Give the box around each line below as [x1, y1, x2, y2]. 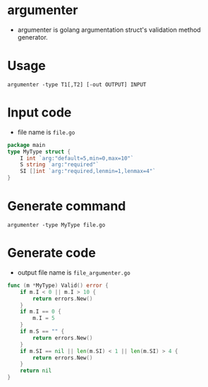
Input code [7, 105, 72, 121]
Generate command [7, 198, 126, 214]
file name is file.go [17, 128, 75, 136]
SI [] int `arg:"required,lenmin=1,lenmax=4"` [20, 168, 157, 175]
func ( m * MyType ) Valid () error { [7, 282, 109, 289]
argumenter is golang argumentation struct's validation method [17, 25, 201, 34]
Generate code [7, 245, 97, 261]
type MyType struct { [7, 148, 71, 155]
